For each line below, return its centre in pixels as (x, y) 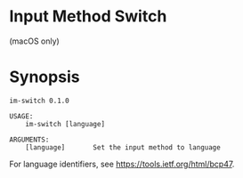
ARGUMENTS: (29, 140)
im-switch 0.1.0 (39, 101)
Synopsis (45, 77)
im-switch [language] (65, 124)
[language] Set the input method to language (123, 147)
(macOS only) (34, 41)
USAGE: (21, 116)
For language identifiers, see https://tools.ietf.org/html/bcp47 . (122, 164)
